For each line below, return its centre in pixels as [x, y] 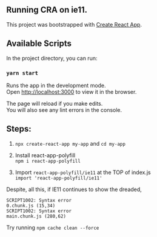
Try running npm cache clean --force [53, 227]
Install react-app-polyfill [45, 155]
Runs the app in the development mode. [56, 85]
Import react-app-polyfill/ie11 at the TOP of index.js [83, 172]
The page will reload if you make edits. [55, 103]
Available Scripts [39, 44]
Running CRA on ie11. [47, 10]
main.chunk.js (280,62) [36, 216]
